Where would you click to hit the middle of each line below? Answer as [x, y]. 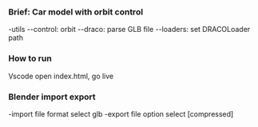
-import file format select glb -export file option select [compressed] [121, 113]
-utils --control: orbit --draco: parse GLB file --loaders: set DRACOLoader [129, 30]
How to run [30, 58]
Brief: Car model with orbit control [76, 12]
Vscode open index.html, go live [61, 76]
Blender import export [52, 97]
